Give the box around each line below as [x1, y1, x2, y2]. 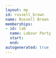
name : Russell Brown [5, 17, 49, 22]
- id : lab [5, 26, 26, 31]
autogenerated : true [5, 45, 49, 50]
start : [10, 36, 24, 41]
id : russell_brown [5, 12, 44, 17]
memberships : [5, 21, 33, 27]
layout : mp [5, 7, 29, 13]
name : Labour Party [10, 31, 51, 36]
